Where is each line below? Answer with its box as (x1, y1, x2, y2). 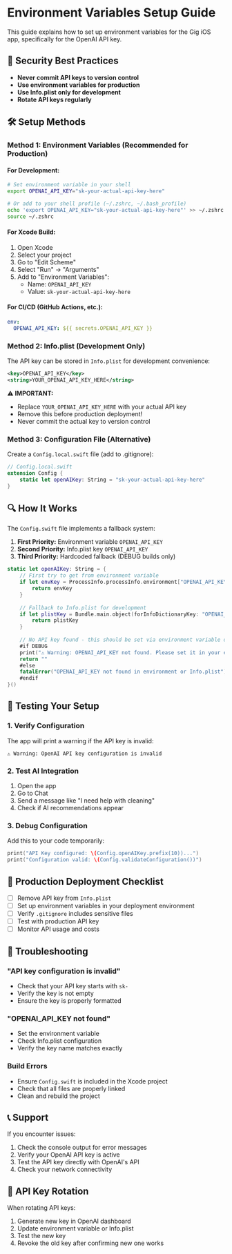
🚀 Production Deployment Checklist (7, 875, 164, 888)
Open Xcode (17, 243, 53, 251)
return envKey (32, 585, 72, 592)
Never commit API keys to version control (17, 73, 139, 81)
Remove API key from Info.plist (17, 894, 112, 902)
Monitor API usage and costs (17, 925, 100, 933)
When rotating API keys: (7, 1204, 76, 1212)
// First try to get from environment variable (19, 572, 159, 579)
